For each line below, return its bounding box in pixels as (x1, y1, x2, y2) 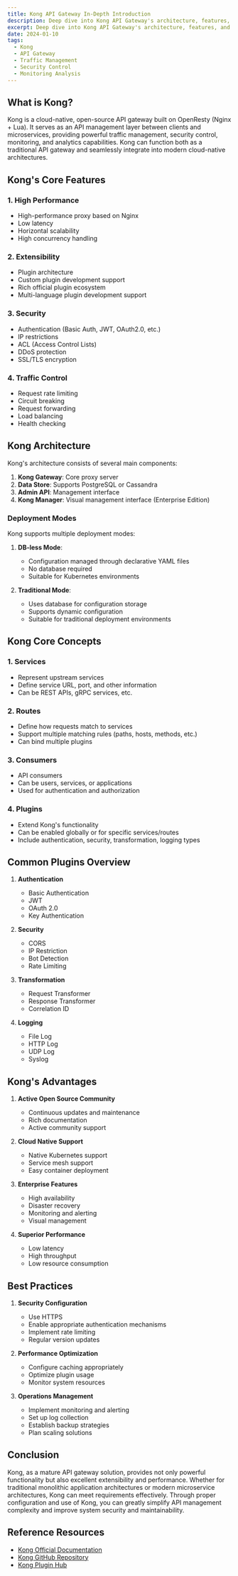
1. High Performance (7, 195, 80, 205)
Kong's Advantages (7, 1075, 97, 1087)
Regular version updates (28, 1335, 100, 1344)
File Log (28, 1032, 52, 1041)
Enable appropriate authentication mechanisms (28, 1320, 167, 1329)
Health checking (17, 419, 66, 427)
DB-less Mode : (17, 543, 63, 551)
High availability (28, 1194, 75, 1203)
